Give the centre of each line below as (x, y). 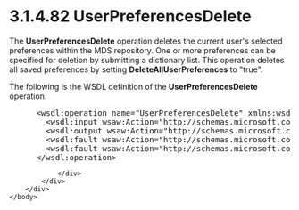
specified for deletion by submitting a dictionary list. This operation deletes (147, 60)
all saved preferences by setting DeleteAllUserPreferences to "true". (136, 69)
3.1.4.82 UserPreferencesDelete (130, 16)
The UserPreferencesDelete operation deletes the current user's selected (146, 41)
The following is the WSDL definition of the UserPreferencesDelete (134, 86)
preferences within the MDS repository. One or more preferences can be (143, 50)
